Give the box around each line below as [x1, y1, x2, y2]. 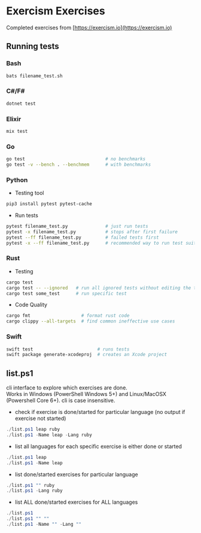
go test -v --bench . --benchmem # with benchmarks [6, 162, 151, 168]
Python [6, 175, 28, 184]
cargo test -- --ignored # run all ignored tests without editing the [6, 285, 191, 291]
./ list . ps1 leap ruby [6, 427, 60, 433]
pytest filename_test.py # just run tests [6, 223, 148, 230]
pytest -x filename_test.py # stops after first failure [6, 229, 178, 234]
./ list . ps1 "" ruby [6, 482, 55, 488]
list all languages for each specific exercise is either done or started [14, 443, 182, 450]
